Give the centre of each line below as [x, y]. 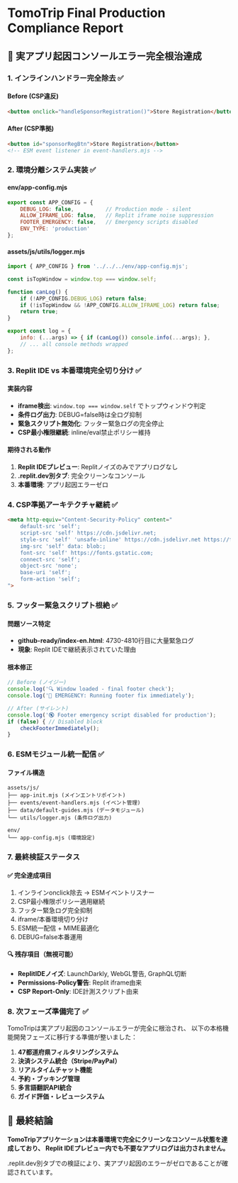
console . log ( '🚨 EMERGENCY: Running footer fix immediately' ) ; [101, 696]
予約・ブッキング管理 [49, 1079]
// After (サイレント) [38, 708]
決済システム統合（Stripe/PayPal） [69, 1061]
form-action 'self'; [50, 579]
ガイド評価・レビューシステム [61, 1097]
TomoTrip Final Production [86, 13]
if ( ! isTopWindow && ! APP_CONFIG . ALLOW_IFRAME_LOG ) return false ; [120, 305]
